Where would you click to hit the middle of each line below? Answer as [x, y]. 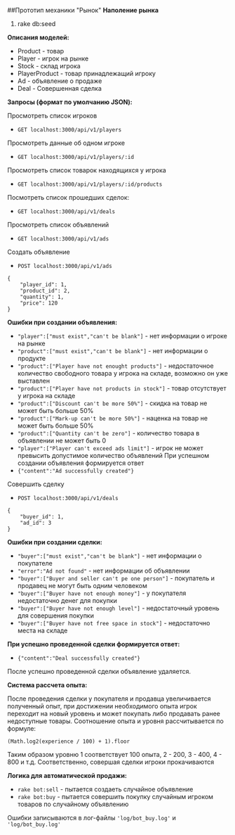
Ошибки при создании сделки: [55, 542]
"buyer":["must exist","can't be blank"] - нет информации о [109, 556]
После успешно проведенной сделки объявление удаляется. [99, 671]
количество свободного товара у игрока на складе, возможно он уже [122, 373]
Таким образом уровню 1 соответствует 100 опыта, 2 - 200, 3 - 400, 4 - [115, 754]
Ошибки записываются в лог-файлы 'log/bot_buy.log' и [92, 818]
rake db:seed [36, 24]
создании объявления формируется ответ [81, 463]
